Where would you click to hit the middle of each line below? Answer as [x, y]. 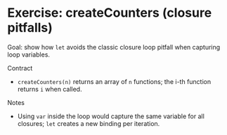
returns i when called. [50, 89]
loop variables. [29, 55]
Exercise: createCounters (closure [110, 13]
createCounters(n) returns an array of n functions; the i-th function [114, 81]
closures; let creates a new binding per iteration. [89, 123]
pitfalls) [30, 28]
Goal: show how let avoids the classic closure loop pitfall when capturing [114, 47]
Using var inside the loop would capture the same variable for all [111, 116]
